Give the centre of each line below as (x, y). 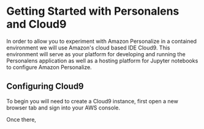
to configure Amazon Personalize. (49, 67)
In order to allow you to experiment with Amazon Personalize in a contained (102, 41)
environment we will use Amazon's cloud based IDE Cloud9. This (88, 48)
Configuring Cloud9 (45, 87)
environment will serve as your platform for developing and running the (96, 54)
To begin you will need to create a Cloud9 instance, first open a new (93, 101)
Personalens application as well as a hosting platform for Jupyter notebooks (102, 61)
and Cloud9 (36, 24)
